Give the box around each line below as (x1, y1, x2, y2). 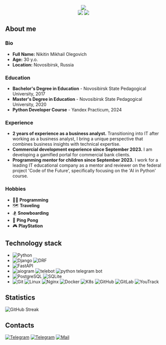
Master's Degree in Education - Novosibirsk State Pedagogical (12, 96, 143, 102)
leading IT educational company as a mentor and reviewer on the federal (12, 162, 162, 168)
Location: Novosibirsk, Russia (12, 61, 74, 67)
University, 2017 (12, 90, 46, 97)
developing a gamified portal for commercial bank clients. (12, 152, 131, 158)
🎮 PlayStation (12, 223, 43, 229)
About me (5, 25, 36, 33)
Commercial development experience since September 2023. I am (12, 146, 153, 152)
